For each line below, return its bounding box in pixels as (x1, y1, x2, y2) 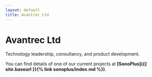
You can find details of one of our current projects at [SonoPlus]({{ (5, 61, 147, 67)
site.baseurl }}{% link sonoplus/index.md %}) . (5, 66, 106, 72)
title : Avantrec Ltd (5, 12, 50, 17)
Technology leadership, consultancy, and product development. (5, 51, 140, 57)
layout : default (5, 7, 40, 13)
